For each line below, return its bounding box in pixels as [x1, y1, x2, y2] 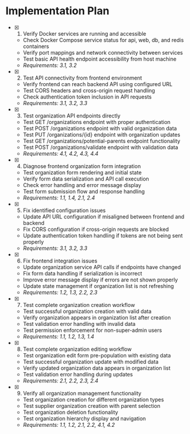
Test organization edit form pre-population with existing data [22, 351, 171, 359]
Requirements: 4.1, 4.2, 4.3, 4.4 [22, 150, 99, 157]
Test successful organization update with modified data [22, 358, 159, 365]
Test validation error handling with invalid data [22, 320, 136, 327]
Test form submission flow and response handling [22, 188, 145, 195]
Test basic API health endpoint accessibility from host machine [22, 55, 177, 62]
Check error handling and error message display [22, 181, 141, 188]
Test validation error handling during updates [22, 370, 133, 378]
